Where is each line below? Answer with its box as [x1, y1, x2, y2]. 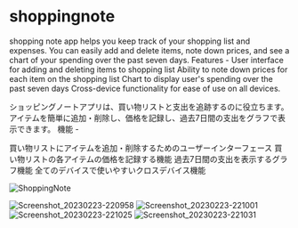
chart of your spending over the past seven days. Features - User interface [9, 54, 285, 65]
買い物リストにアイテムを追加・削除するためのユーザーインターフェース [9, 142, 273, 153]
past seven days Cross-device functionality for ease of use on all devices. [9, 83, 281, 94]
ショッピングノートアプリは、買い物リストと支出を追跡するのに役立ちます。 [9, 101, 289, 112]
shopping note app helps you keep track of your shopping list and [9, 36, 251, 46]
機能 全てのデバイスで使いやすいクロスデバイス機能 [16, 165, 206, 175]
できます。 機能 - [16, 123, 79, 134]
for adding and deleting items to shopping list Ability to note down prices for [9, 64, 288, 75]
